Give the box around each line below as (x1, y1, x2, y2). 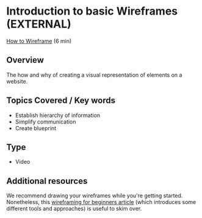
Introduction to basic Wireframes (6, 4, 178, 18)
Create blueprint (15, 124, 57, 132)
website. (6, 77, 28, 85)
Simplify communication (15, 118, 76, 125)
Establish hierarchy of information (15, 111, 101, 119)
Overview (6, 55, 45, 65)
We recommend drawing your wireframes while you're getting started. (6, 192, 183, 199)
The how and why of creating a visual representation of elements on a (6, 71, 182, 79)
